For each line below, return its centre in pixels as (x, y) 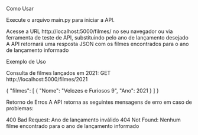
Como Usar (20, 9)
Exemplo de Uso (26, 62)
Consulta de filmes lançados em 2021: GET (59, 73)
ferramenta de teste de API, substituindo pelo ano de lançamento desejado (98, 37)
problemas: (20, 108)
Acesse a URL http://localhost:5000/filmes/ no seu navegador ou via (90, 31)
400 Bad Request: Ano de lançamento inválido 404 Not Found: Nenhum (94, 120)
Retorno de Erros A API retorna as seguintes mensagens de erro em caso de (99, 102)
